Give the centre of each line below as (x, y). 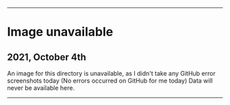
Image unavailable (60, 32)
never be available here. (41, 88)
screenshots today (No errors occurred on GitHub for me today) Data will (110, 80)
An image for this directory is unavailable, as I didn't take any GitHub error (111, 73)
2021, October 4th (47, 57)
